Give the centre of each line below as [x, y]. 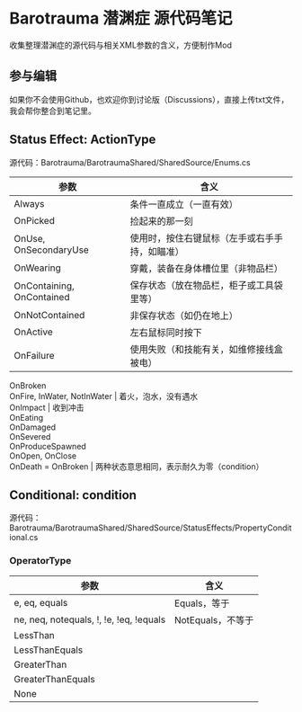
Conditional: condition [73, 495]
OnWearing [37, 268]
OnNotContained [49, 315]
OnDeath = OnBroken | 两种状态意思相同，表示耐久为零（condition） [137, 466]
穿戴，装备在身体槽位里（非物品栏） [206, 268]
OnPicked [35, 220]
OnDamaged [33, 427]
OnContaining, [44, 286]
